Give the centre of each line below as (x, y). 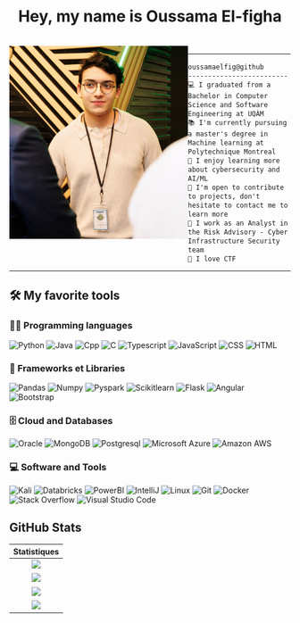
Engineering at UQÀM (226, 113)
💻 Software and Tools (58, 468)
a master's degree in (228, 134)
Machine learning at (226, 143)
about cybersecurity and (234, 170)
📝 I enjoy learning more (234, 161)
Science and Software (228, 104)
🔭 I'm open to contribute (236, 187)
